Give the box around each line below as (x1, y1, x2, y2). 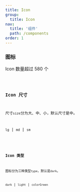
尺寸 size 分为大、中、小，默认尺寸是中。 (5, 111, 77, 116)
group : (5, 12, 19, 17)
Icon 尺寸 (5, 92, 28, 98)
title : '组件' (10, 26, 38, 31)
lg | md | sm (5, 127, 31, 132)
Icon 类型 (5, 153, 24, 158)
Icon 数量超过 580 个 (5, 66, 49, 72)
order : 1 (5, 36, 24, 41)
